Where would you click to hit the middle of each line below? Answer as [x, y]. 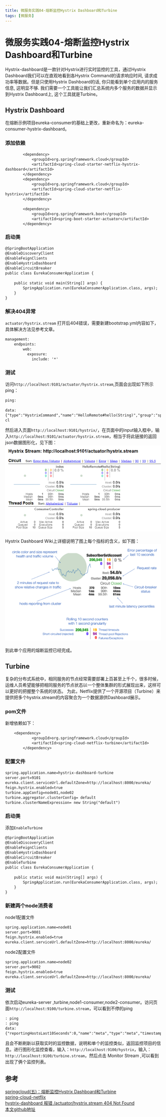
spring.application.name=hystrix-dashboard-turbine [59, 773]
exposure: [37, 354]
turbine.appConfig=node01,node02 [40, 792]
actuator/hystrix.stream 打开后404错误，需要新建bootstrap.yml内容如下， [82, 323]
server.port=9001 [23, 932]
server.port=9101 [23, 778]
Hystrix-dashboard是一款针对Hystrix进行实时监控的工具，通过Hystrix [76, 69]
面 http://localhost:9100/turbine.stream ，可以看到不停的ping [69, 1008]
